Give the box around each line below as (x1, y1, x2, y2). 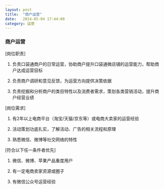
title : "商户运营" (5, 12, 42, 17)
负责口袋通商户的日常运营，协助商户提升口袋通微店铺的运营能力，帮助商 (12, 61, 159, 67)
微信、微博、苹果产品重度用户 (12, 157, 73, 163)
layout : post (5, 7, 32, 12)
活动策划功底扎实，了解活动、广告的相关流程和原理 (12, 126, 116, 132)
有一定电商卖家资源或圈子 (12, 168, 65, 174)
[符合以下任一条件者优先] (5, 147, 56, 153)
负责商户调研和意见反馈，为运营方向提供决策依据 (12, 78, 112, 84)
